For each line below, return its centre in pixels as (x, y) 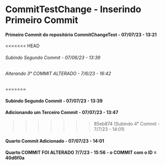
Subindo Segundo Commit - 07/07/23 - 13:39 (54, 101)
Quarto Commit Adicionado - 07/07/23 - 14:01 (55, 141)
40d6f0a (15, 158)
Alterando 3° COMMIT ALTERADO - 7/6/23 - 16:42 (58, 73)
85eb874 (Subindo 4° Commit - (127, 124)
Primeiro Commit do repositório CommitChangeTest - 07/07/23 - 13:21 (81, 35)
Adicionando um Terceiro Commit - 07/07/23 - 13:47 (62, 113)
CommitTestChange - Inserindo (73, 9)
